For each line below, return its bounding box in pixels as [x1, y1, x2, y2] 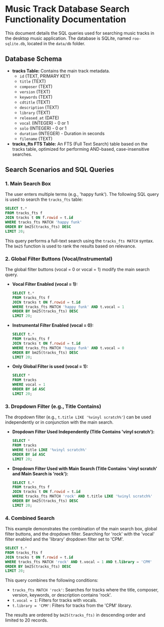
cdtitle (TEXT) [19, 99, 50, 105]
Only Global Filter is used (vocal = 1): [12, 363, 88, 369]
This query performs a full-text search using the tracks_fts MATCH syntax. [5, 238, 154, 244]
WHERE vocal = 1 [12, 382, 46, 387]
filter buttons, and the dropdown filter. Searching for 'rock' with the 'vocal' [5, 531, 155, 537]
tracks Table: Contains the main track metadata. [12, 68, 110, 74]
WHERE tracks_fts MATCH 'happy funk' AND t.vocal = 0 [12, 345, 124, 351]
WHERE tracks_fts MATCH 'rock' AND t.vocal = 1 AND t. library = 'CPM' [5, 559, 152, 564]
